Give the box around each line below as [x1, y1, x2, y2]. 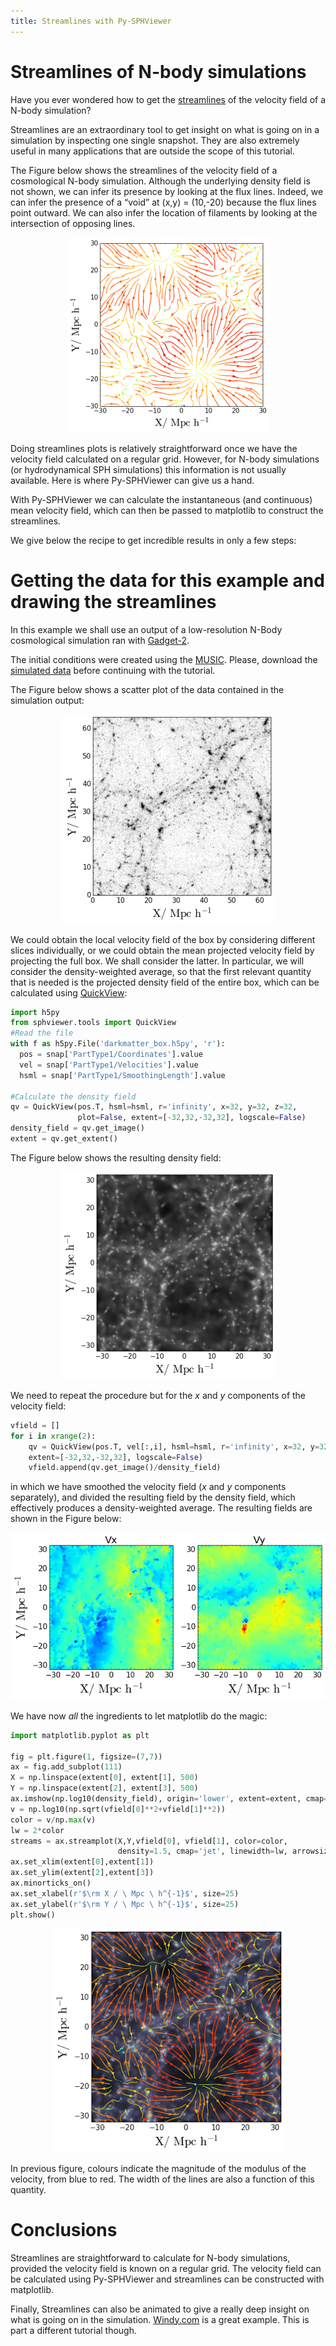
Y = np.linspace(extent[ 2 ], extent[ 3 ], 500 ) [10, 1783, 199, 1794]
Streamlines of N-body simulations [10, 60, 307, 83]
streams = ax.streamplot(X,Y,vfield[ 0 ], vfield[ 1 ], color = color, [10, 1836, 288, 1846]
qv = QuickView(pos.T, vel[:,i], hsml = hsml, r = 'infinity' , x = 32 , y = [28, 1441, 320, 1452]
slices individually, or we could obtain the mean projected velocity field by [10, 944, 315, 956]
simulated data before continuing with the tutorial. [10, 664, 216, 676]
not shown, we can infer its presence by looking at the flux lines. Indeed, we [10, 185, 324, 197]
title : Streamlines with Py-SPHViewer [10, 16, 172, 26]
